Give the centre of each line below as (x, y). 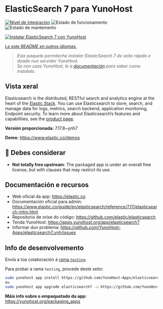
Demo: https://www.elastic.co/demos (42, 137)
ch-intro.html (25, 212)
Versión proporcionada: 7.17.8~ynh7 (41, 128)
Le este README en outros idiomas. (41, 46)
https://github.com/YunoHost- (90, 228)
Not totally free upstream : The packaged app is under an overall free (81, 164)
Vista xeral (22, 87)
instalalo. (26, 71)
